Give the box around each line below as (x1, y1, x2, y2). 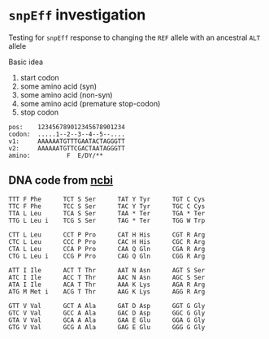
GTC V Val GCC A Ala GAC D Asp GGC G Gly (8, 309, 206, 317)
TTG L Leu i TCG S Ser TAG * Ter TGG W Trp (8, 216, 206, 224)
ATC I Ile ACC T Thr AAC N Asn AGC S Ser (8, 273, 206, 281)
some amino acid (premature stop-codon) (20, 98, 161, 108)
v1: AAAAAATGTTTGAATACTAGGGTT (8, 137, 126, 146)
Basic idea (8, 57, 43, 67)
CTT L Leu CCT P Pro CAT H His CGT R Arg (8, 230, 206, 239)
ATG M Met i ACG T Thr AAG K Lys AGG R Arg (8, 287, 206, 296)
